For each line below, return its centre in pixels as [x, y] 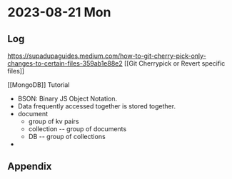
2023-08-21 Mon [59, 12]
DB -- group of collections [67, 137]
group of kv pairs [54, 121]
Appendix [30, 167]
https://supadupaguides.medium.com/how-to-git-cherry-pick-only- [107, 56]
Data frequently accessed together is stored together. [97, 106]
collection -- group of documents [77, 129]
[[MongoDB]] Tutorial [39, 85]
